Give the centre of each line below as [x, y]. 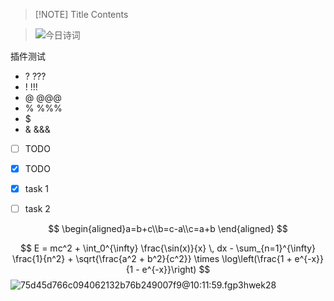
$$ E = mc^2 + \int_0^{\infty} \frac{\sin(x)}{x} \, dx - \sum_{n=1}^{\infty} [168, 248]
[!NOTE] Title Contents [81, 14]
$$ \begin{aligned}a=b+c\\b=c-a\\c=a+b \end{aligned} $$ [168, 229]
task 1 [36, 189]
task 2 [37, 209]
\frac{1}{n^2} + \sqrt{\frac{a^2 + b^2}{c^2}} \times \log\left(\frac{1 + [152, 259]
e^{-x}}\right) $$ [176, 270]
